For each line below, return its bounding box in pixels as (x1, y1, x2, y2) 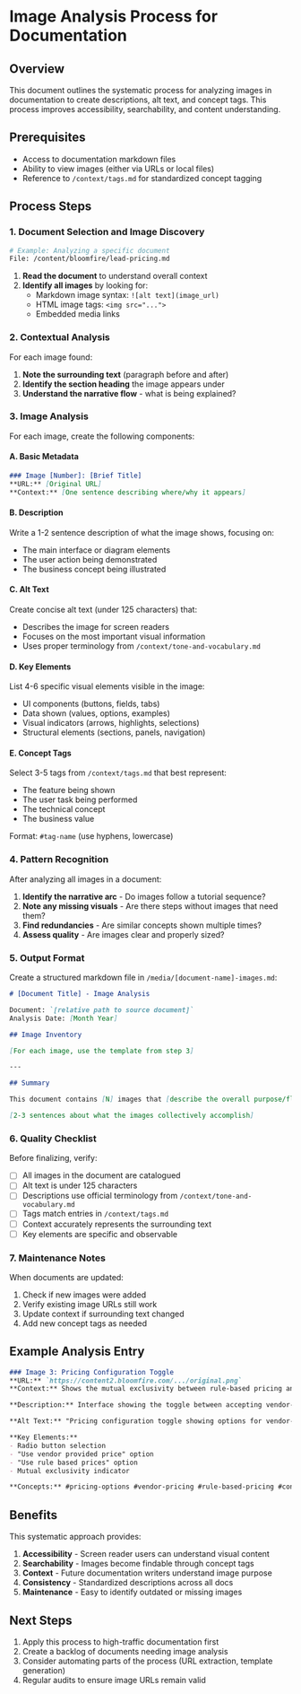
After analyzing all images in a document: (9, 873, 162, 885)
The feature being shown (21, 785, 116, 796)
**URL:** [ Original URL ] (9, 479, 102, 488)
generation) (21, 1664, 65, 1675)
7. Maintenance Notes (9, 1252, 106, 1264)
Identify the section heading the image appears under (21, 379, 226, 389)
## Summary (9, 1078, 50, 1087)
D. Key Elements (9, 661, 72, 672)
